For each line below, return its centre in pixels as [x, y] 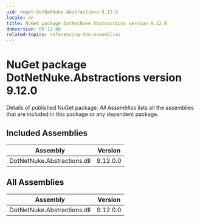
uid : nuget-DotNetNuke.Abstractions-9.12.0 [62, 12]
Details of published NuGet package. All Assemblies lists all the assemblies [100, 108]
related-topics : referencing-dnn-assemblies [64, 35]
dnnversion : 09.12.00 [34, 29]
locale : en [20, 18]
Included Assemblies [47, 133]
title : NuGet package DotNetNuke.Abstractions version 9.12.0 [87, 23]
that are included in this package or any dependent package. [83, 114]
